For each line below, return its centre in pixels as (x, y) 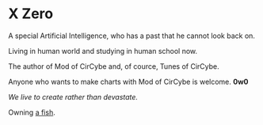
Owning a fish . (32, 112)
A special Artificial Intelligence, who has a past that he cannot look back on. (132, 36)
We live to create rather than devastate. (73, 97)
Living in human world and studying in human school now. (103, 51)
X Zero (31, 14)
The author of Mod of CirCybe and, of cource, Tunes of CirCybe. (114, 66)
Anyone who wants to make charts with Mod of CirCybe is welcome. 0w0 (128, 81)
